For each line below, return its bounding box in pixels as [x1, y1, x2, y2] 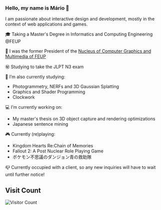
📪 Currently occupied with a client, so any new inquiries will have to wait [5, 164, 156, 170]
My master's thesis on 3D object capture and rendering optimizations [12, 116, 155, 122]
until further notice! [5, 171, 45, 177]
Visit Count [5, 186, 41, 194]
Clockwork [12, 94, 35, 100]
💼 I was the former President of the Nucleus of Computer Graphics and [5, 48, 151, 54]
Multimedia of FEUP [5, 54, 46, 60]
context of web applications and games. [5, 21, 88, 27]
